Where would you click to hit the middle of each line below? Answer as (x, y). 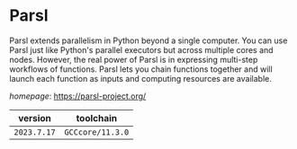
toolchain (97, 118)
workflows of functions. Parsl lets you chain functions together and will (141, 69)
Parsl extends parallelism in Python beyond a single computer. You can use (148, 40)
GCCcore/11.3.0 (97, 132)
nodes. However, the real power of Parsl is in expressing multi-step (134, 59)
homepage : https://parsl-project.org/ (78, 96)
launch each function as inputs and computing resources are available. (140, 78)
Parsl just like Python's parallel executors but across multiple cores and (141, 49)
